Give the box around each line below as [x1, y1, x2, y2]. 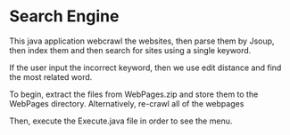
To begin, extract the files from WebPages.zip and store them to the [9, 89, 259, 99]
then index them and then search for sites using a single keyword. [9, 44, 252, 55]
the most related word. [9, 71, 93, 82]
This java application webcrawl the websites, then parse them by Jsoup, [9, 36, 275, 46]
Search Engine [9, 6, 120, 27]
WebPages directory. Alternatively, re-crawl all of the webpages [9, 98, 244, 108]
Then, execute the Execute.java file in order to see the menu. [9, 115, 233, 126]
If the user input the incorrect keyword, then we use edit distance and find [9, 62, 282, 73]
